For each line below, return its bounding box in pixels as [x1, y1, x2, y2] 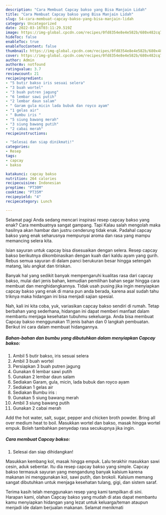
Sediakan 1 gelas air [12, 384, 54, 390]
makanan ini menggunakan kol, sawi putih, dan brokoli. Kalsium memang [5, 474, 153, 480]
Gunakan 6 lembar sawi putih [12, 368, 72, 374]
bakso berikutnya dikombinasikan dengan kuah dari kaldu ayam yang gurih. [5, 252, 159, 258]
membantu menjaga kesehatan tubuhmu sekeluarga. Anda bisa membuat [5, 313, 154, 319]
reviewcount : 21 [5, 71, 39, 76]
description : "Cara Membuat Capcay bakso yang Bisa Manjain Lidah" [5, 7, 147, 12]
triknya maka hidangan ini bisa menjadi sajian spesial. [5, 293, 114, 299]
